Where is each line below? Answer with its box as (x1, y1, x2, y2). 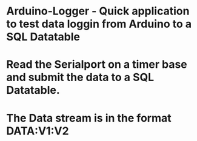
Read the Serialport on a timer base (6, 57, 187, 71)
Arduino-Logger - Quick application (6, 4, 190, 18)
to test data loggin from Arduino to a (6, 17, 192, 31)
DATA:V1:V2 (6, 124, 69, 137)
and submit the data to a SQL (6, 71, 155, 84)
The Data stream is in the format (6, 111, 172, 125)
